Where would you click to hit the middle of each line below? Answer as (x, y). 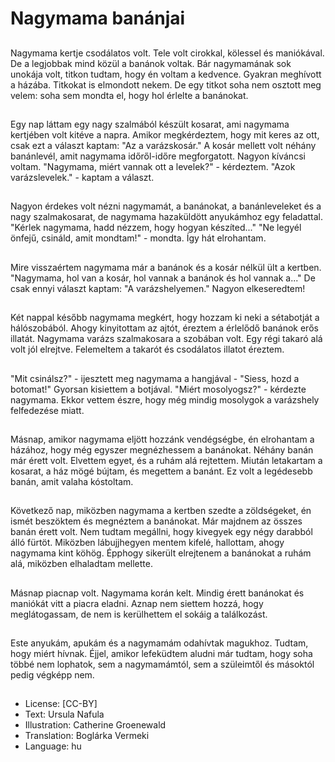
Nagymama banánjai (98, 18)
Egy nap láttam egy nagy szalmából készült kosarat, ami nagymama (150, 124)
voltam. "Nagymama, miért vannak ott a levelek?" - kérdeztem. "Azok (153, 166)
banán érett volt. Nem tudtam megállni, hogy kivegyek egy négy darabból (161, 532)
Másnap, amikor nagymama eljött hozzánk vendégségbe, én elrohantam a (162, 439)
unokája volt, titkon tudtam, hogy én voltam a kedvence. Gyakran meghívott (166, 74)
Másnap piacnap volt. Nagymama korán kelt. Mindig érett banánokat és (157, 593)
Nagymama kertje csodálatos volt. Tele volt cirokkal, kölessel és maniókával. (167, 53)
